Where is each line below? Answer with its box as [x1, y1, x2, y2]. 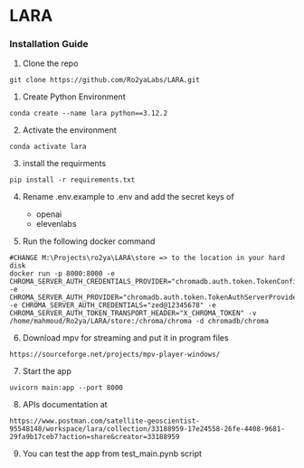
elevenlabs [35, 219, 77, 229]
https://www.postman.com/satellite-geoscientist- [9, 417, 201, 426]
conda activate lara [9, 142, 88, 152]
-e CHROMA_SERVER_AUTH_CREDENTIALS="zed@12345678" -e [9, 301, 217, 310]
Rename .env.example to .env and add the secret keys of [22, 192, 235, 202]
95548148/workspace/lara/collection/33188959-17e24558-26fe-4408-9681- [9, 425, 285, 434]
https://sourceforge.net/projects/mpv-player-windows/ [9, 350, 221, 360]
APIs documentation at [22, 399, 108, 410]
